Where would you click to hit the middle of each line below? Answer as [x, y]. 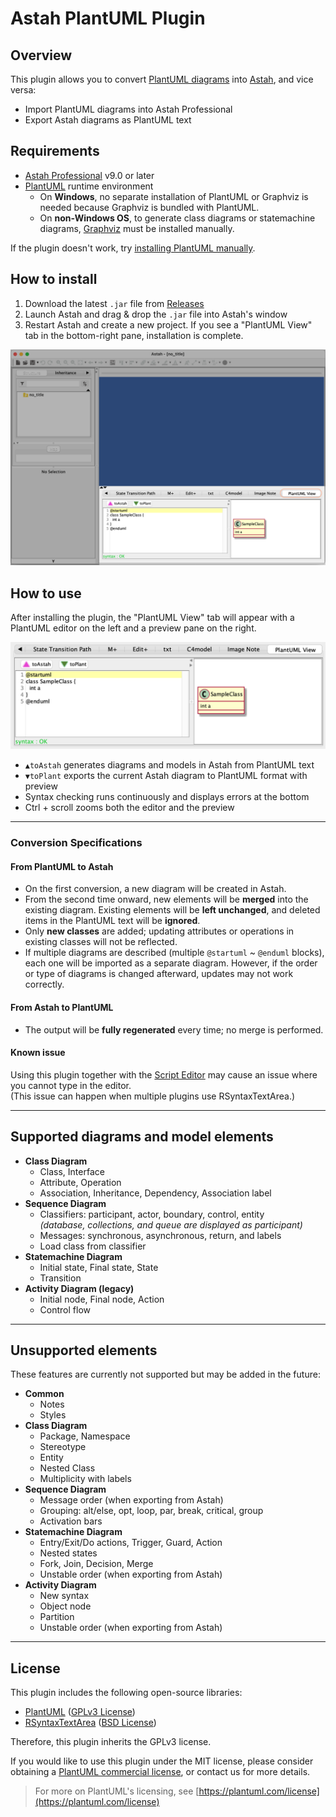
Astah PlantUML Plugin [108, 18]
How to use [46, 593]
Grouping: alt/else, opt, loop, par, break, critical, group [151, 1511]
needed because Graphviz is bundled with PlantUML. [149, 207]
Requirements [55, 151]
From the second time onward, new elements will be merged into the [166, 899]
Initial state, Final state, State [99, 1267]
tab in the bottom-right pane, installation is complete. [134, 335]
